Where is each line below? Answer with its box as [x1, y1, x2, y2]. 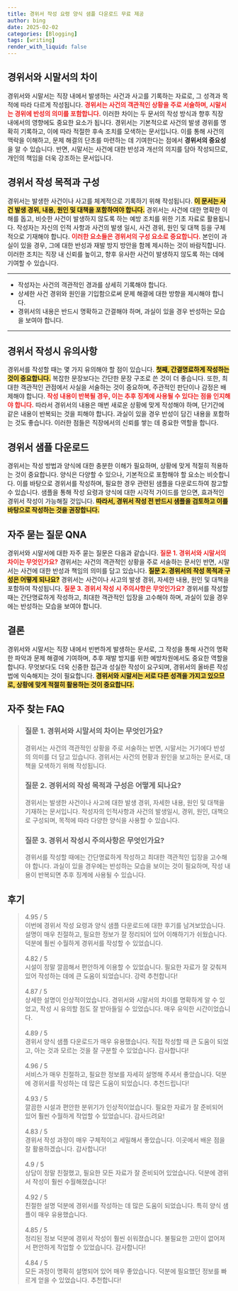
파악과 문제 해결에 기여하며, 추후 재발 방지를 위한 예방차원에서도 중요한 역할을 [14, 653, 229, 662]
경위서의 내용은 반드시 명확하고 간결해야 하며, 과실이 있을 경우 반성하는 [17, 306, 212, 316]
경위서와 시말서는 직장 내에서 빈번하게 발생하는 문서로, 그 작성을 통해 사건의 [7, 645, 215, 653]
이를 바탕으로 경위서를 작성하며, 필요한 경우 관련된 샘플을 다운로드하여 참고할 [16, 480, 229, 488]
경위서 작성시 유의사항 [7, 345, 98, 358]
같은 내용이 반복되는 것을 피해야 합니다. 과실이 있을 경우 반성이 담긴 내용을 [7, 409, 211, 419]
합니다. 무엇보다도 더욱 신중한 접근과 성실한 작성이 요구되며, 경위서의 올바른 [7, 663, 215, 671]
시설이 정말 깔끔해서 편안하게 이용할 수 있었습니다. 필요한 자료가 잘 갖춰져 [24, 963, 227, 971]
